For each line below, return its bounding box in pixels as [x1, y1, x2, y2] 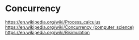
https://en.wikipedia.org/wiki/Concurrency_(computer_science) [5, 24, 134, 30]
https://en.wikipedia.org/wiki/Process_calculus [5, 19, 101, 25]
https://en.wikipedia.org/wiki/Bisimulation [5, 29, 90, 35]
